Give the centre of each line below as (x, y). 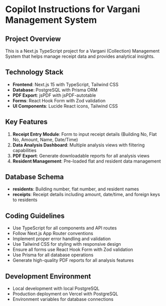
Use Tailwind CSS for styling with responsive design (67, 244)
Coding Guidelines (35, 216)
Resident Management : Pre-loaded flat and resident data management (87, 161)
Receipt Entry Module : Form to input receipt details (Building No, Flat (85, 134)
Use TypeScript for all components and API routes (65, 228)
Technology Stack (34, 72)
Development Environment (48, 276)
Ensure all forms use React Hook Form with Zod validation (73, 250)
